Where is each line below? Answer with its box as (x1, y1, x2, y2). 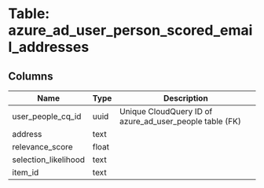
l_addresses (8, 39, 90, 56)
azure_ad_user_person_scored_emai (8, 21, 253, 39)
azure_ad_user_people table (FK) (119, 116, 241, 127)
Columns (8, 69, 53, 83)
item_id (12, 167, 39, 178)
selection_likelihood (12, 154, 85, 165)
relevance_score (12, 142, 73, 152)
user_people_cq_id (12, 111, 82, 122)
